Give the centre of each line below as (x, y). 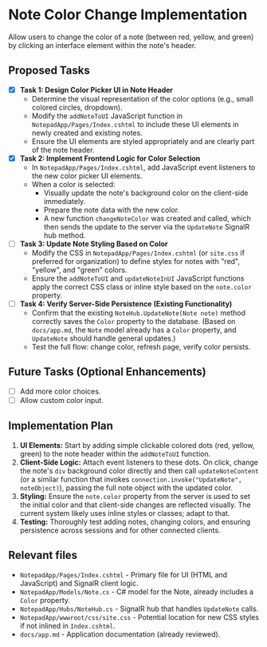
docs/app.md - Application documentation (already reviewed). (120, 634)
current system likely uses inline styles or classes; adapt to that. (125, 513)
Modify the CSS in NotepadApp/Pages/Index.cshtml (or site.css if (138, 253)
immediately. (65, 201)
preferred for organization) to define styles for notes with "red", (136, 261)
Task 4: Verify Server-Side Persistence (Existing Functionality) (126, 304)
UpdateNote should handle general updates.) (104, 338)
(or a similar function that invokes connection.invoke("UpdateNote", (131, 479)
